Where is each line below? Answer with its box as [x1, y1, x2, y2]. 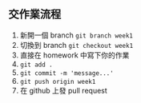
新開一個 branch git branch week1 [19, 30, 134, 40]
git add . [19, 61, 54, 69]
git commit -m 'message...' [19, 69, 114, 77]
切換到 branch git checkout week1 [19, 40, 134, 50]
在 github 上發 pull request [19, 85, 108, 95]
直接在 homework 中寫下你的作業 [19, 50, 130, 60]
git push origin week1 [19, 77, 96, 85]
